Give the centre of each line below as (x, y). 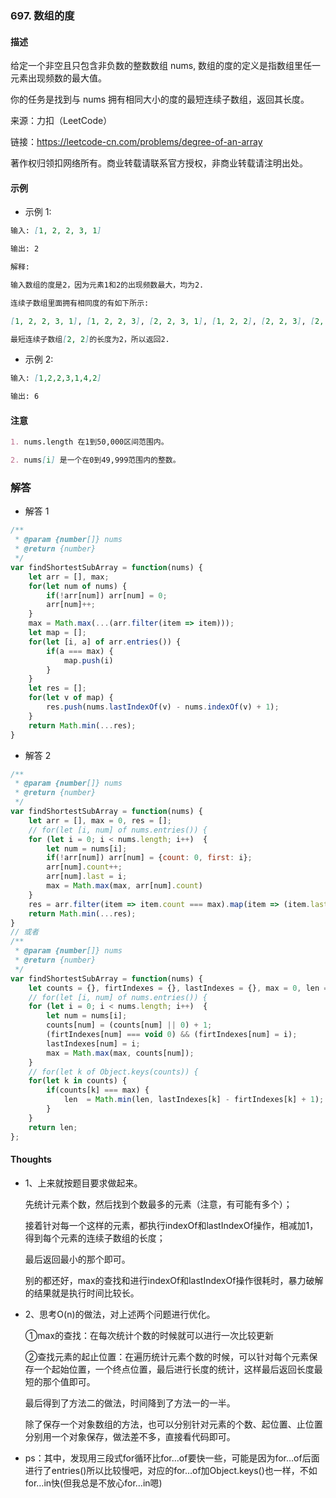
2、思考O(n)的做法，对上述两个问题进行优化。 (120, 1314)
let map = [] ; (57, 633)
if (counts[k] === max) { (98, 1090)
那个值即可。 (69, 1381)
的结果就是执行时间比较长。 (82, 1293)
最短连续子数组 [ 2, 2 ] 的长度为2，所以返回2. (90, 339)
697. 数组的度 (42, 15)
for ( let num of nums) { (78, 586)
